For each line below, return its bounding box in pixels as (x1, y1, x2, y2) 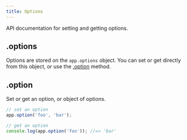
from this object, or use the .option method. (6, 63, 111, 70)
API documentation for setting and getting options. (6, 24, 128, 32)
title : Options (6, 8, 43, 15)
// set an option (6, 107, 49, 113)
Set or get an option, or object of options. (6, 96, 106, 103)
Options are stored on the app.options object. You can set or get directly (6, 57, 181, 64)
